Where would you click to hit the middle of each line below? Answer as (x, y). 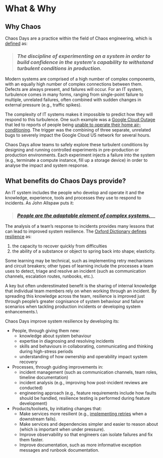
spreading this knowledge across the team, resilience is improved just (75, 296)
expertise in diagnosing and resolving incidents (67, 341)
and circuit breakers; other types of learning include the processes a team (79, 266)
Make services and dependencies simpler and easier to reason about (89, 424)
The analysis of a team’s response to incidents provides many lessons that (80, 226)
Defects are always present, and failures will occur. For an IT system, (74, 89)
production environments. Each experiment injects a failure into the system (80, 155)
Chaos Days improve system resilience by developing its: (62, 321)
